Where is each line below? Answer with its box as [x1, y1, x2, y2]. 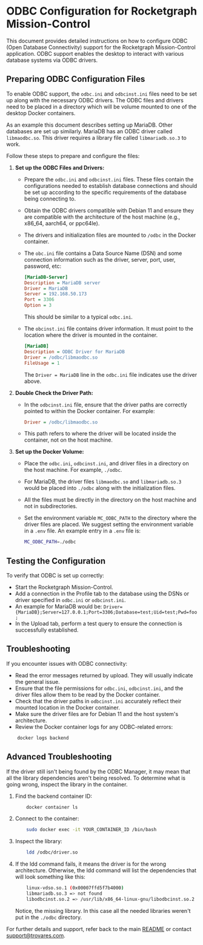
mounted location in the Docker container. [15, 704, 120, 711]
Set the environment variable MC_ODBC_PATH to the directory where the [24, 514, 197, 522]
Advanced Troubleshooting [6, 752, 112, 762]
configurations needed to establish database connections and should [24, 182, 198, 189]
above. [24, 377, 41, 385]
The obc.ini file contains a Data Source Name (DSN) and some [24, 250, 182, 257]
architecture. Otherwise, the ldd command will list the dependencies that [15, 867, 197, 874]
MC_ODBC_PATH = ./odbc [24, 539, 76, 545]
